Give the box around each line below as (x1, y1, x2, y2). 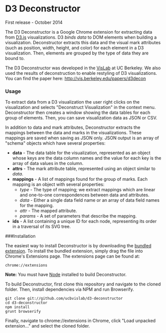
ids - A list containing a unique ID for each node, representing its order (12, 219, 157, 224)
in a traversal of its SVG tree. (12, 223, 71, 229)
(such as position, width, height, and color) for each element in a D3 (5, 45, 144, 51)
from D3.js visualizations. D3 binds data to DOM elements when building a (5, 34, 157, 40)
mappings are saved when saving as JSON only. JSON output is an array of (5, 135, 160, 141)
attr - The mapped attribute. (19, 208, 77, 214)
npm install (5, 305, 30, 310)
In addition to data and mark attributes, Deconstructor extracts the (5, 124, 140, 130)
